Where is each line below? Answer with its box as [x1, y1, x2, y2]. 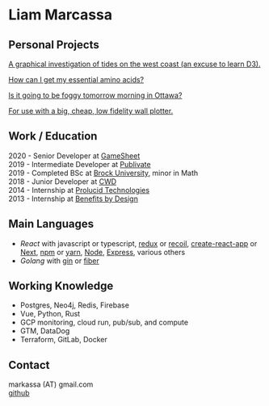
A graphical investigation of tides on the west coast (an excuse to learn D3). [8, 59, 261, 69]
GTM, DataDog [19, 326, 70, 336]
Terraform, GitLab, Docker [19, 335, 107, 345]
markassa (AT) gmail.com [8, 379, 94, 389]
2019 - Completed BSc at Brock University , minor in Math [8, 168, 199, 178]
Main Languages [8, 217, 95, 231]
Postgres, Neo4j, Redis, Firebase [19, 300, 129, 310]
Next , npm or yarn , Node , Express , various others [19, 247, 186, 257]
